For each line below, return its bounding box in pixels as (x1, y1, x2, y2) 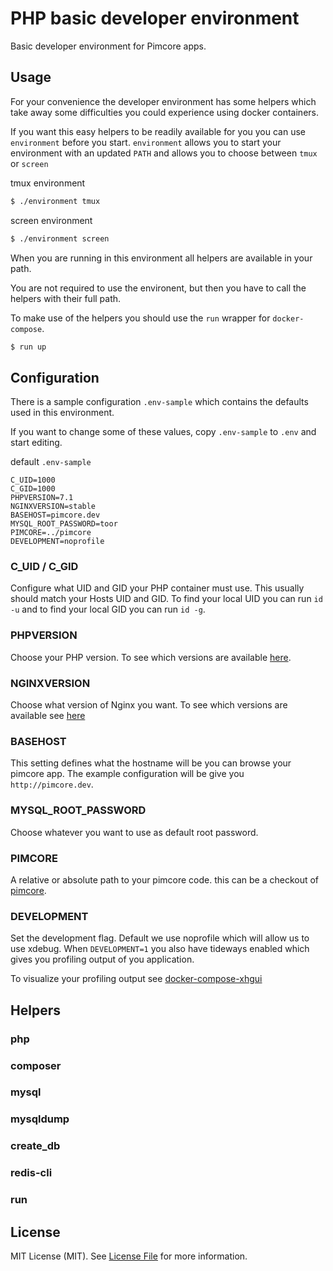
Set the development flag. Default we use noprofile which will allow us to (10, 932, 310, 944)
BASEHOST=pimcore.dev (10, 510, 101, 521)
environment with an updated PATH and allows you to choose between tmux (10, 147, 318, 159)
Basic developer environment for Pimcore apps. (10, 40, 207, 52)
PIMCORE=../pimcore (10, 528, 92, 538)
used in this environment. (10, 407, 115, 419)
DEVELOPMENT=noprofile (10, 537, 105, 547)
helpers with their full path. (10, 292, 122, 304)
